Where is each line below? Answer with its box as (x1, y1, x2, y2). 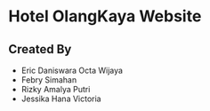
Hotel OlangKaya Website (8, 6, 202, 27)
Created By (8, 42, 72, 57)
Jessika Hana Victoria (20, 93, 101, 104)
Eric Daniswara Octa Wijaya (20, 65, 124, 75)
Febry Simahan (20, 75, 77, 85)
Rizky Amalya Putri (20, 84, 91, 94)
